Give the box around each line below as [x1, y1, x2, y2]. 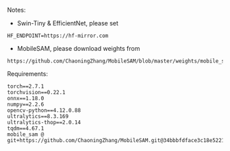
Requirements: [7, 70, 48, 78]
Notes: [7, 6, 26, 14]
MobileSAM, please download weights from [16, 45, 140, 52]
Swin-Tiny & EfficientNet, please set [16, 19, 118, 27]
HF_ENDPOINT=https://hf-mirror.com [7, 32, 109, 39]
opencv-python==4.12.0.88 [7, 107, 81, 114]
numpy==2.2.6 [7, 101, 44, 108]
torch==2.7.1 [7, 83, 44, 90]
